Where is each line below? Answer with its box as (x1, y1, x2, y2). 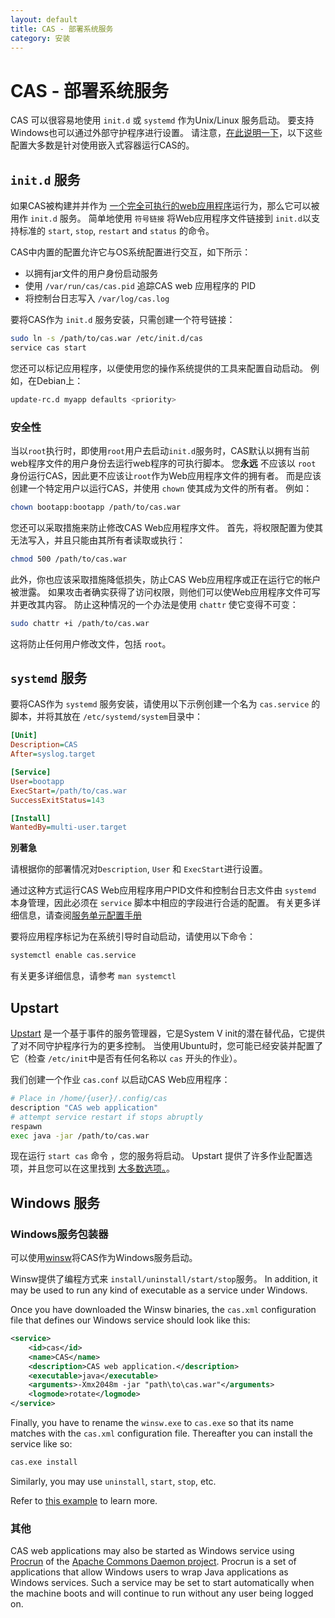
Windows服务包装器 (10, 1227, 109, 1241)
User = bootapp (10, 776, 65, 786)
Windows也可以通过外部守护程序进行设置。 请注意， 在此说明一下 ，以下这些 (10, 127, 323, 139)
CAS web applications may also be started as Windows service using (10, 1545, 295, 1557)
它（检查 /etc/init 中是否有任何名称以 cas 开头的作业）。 (10, 1052, 243, 1065)
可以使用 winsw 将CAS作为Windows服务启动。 (10, 1252, 198, 1264)
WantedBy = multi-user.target (10, 822, 128, 833)
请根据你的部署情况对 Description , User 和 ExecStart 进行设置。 (10, 863, 268, 875)
